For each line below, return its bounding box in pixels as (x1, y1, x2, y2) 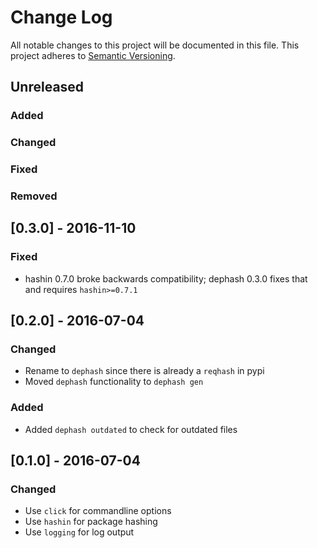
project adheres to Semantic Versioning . (10, 49, 176, 61)
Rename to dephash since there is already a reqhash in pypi (24, 365, 265, 377)
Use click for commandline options (24, 505, 172, 517)
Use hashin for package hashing (24, 516, 158, 528)
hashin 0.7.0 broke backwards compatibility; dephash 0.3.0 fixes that (24, 272, 308, 285)
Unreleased (10, 79, 85, 96)
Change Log (10, 6, 113, 29)
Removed (10, 189, 58, 203)
